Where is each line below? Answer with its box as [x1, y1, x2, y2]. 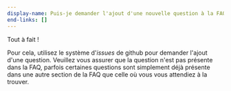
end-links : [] [7, 16, 48, 23]
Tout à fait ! [7, 35, 39, 43]
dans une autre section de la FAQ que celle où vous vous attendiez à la [7, 70, 208, 79]
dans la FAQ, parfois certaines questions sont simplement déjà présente [7, 63, 211, 71]
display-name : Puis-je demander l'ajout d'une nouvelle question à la [7, 10, 214, 17]
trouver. [7, 77, 30, 86]
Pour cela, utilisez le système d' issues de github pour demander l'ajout [7, 49, 208, 57]
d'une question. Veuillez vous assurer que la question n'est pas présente [7, 55, 213, 64]
